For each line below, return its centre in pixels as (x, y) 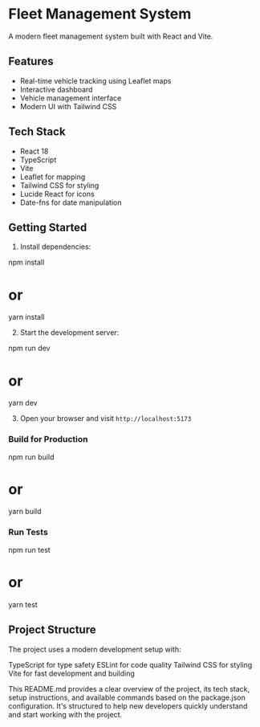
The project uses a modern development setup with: (95, 649)
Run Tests (28, 533)
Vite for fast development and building (71, 673)
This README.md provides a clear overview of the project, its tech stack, (129, 688)
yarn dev (23, 403)
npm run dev (29, 348)
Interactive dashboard (56, 89)
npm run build (31, 457)
